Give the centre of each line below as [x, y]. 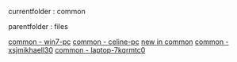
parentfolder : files [38, 26]
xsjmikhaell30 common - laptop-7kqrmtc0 [77, 50]
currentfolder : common [47, 11]
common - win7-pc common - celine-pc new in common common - [118, 42]
